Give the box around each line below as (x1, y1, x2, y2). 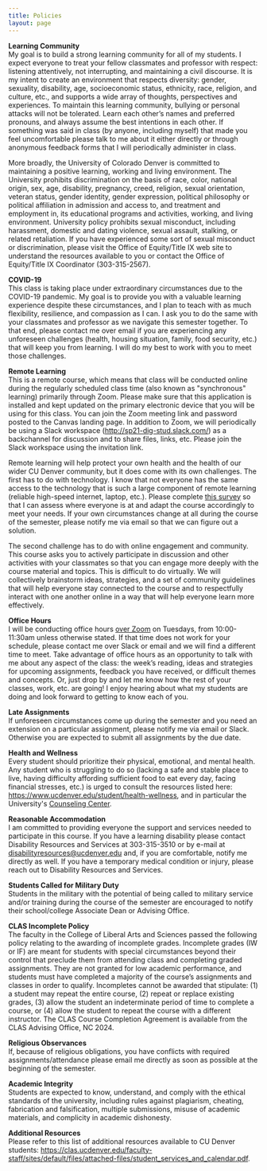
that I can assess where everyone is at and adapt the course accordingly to (8, 500, 254, 509)
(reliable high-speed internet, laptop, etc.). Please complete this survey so (8, 491, 251, 502)
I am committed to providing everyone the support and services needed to (8, 822, 252, 832)
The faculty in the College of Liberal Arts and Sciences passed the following (8, 929, 257, 939)
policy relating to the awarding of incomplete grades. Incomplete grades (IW (8, 938, 258, 947)
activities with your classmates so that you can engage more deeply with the (8, 558, 259, 568)
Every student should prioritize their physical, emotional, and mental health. (8, 756, 256, 766)
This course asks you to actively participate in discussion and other (8, 549, 229, 559)
